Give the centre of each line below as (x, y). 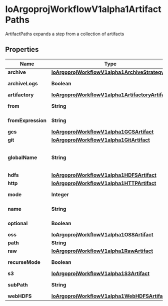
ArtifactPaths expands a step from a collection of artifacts (65, 34)
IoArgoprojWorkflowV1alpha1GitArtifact (100, 140)
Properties (22, 49)
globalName (22, 158)
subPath (18, 284)
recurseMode (24, 262)
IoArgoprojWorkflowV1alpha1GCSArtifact (102, 131)
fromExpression (27, 120)
